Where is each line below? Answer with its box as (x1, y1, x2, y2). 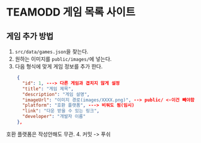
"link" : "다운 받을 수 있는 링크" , (22, 108, 100, 114)
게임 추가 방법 (6, 31, 54, 41)
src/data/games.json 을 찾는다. (14, 48, 89, 55)
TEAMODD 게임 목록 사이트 (6, 5, 136, 19)
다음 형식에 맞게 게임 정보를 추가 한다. (14, 63, 103, 70)
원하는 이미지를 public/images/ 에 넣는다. (14, 55, 112, 63)
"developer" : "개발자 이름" (22, 114, 86, 120)
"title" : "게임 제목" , (22, 86, 74, 92)
